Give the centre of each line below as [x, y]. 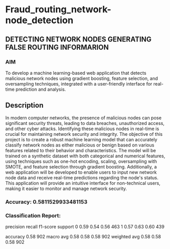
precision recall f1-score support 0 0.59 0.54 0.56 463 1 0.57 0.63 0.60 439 [85, 226]
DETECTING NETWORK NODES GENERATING [79, 39]
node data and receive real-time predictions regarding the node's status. [82, 177]
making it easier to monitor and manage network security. [66, 189]
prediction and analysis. [41, 89]
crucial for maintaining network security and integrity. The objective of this [84, 134]
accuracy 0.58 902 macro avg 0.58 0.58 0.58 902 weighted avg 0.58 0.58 [83, 236]
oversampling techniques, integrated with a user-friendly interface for [79, 84]
